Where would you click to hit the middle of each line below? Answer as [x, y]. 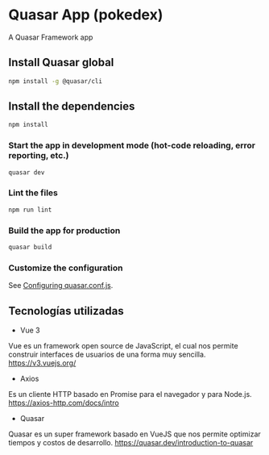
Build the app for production [64, 230]
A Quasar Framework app [51, 37]
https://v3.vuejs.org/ [42, 363]
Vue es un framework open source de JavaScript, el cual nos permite [124, 345]
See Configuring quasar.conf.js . [61, 286]
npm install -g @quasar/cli [56, 81]
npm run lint [30, 210]
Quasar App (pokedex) [86, 15]
